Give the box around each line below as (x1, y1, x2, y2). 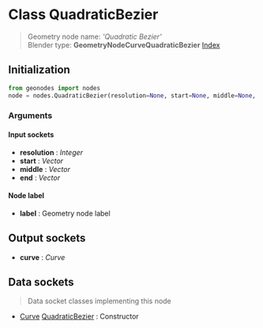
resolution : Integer (19, 147, 84, 157)
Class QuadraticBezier (8, 6, 159, 24)
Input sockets (8, 130, 54, 139)
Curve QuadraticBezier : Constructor (19, 311, 140, 322)
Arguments (8, 110, 53, 121)
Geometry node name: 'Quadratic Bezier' (27, 32, 162, 41)
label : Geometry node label (19, 208, 111, 218)
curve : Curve (19, 252, 66, 262)
